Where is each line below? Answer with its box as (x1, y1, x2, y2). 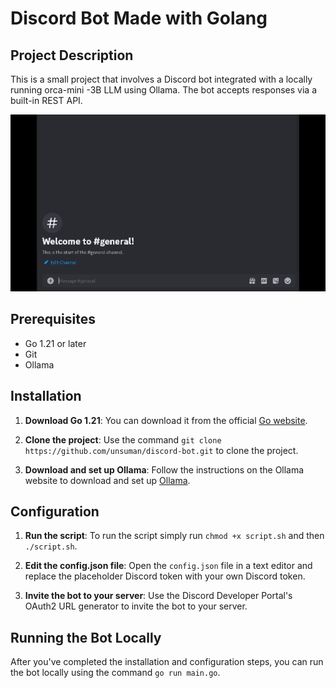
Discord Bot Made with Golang (10, 7, 268, 30)
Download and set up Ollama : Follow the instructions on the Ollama (24, 463, 305, 476)
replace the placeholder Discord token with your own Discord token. (24, 570, 306, 582)
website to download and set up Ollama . (24, 474, 191, 486)
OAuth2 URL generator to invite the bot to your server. (24, 600, 248, 612)
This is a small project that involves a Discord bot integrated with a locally (10, 73, 313, 85)
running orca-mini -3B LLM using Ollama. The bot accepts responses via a (10, 84, 318, 96)
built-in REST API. (10, 95, 83, 106)
